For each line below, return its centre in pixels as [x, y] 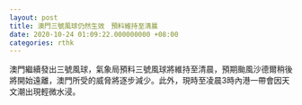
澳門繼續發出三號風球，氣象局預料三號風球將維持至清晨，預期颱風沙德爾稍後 [151, 69]
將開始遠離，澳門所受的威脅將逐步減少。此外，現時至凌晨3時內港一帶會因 [146, 81]
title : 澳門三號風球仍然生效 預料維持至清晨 [84, 26]
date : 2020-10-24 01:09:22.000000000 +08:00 [94, 34]
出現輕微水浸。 [53, 92]
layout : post [34, 17]
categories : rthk [42, 43]
